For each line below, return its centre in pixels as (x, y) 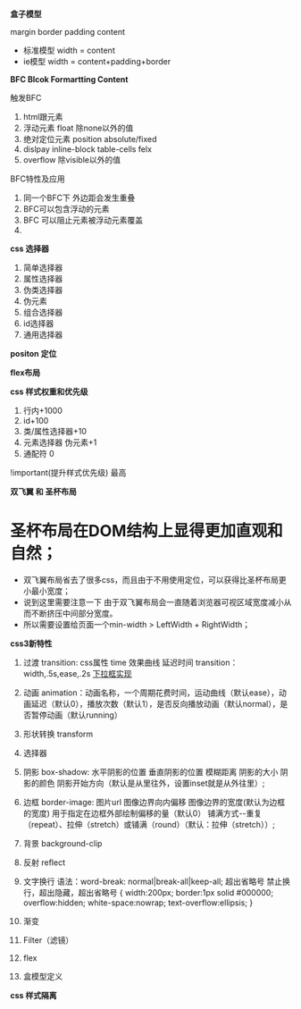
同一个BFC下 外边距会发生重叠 (79, 198)
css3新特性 (31, 643)
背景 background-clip (63, 843)
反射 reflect (44, 862)
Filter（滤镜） (48, 940)
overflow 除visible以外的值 (72, 160)
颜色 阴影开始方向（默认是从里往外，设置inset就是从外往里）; (152, 783)
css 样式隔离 (33, 995)
